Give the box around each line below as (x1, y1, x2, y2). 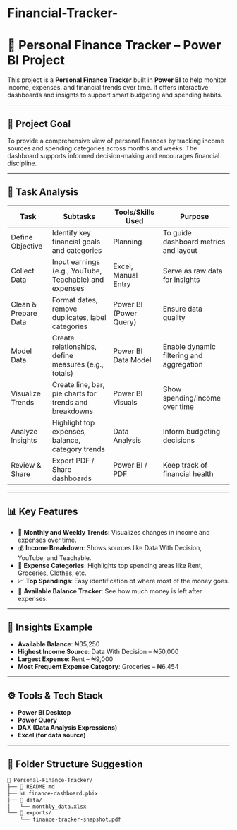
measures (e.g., (51, 359, 104, 369)
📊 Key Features (7, 506, 78, 518)
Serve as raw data (162, 266, 224, 275)
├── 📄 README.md (7, 783, 55, 790)
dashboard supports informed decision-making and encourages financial (7, 151, 220, 160)
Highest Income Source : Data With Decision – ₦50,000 (17, 648, 179, 656)
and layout (162, 245, 197, 255)
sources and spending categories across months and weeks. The (7, 143, 197, 153)
